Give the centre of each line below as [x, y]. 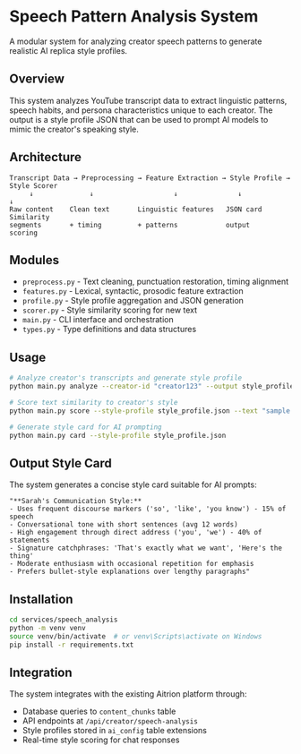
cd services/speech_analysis [64, 620]
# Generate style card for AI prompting [86, 427]
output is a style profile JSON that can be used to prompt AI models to [139, 119]
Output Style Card [60, 463]
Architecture [46, 157]
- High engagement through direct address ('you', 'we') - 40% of [136, 533]
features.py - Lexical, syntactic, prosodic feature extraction [133, 291]
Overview [37, 79]
